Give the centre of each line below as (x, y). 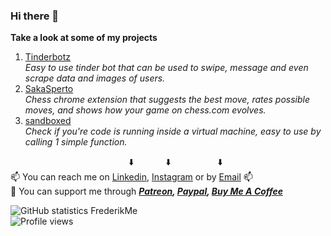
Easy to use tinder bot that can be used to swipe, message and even (166, 68)
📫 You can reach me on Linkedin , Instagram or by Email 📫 (131, 177)
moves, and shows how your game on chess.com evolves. (145, 110)
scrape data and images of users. (95, 78)
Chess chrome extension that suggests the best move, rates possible (167, 100)
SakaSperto (49, 89)
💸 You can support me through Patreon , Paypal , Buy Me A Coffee (146, 191)
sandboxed (48, 121)
